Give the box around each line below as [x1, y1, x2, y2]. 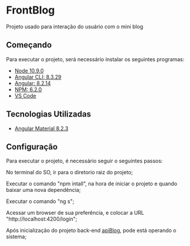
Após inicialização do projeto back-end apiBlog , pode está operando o [6, 227, 177, 234]
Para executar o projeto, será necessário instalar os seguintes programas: [6, 55, 185, 62]
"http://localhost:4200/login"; [6, 215, 77, 222]
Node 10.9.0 [14, 67, 44, 74]
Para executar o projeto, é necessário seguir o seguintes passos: [6, 157, 163, 165]
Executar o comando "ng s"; [6, 198, 74, 205]
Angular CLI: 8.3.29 [14, 73, 62, 80]
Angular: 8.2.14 [14, 79, 51, 87]
